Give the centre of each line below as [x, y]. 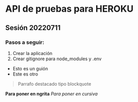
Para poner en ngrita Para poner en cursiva [52, 94]
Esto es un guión [30, 68]
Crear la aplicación [32, 53]
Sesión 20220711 [33, 28]
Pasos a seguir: [25, 42]
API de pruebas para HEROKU [70, 9]
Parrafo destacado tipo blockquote [54, 84]
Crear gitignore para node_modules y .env [57, 59]
